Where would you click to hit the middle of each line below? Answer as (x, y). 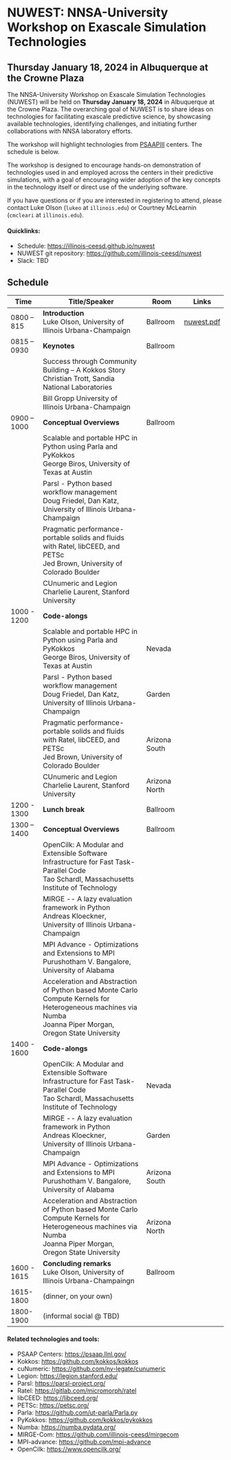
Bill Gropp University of (80, 398)
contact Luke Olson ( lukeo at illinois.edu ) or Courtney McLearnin (102, 207)
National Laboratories (77, 387)
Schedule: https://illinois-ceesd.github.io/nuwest (86, 246)
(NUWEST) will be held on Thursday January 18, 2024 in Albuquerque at (111, 102)
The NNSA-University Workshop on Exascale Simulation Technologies (107, 95)
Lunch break (64, 810)
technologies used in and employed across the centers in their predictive (110, 172)
